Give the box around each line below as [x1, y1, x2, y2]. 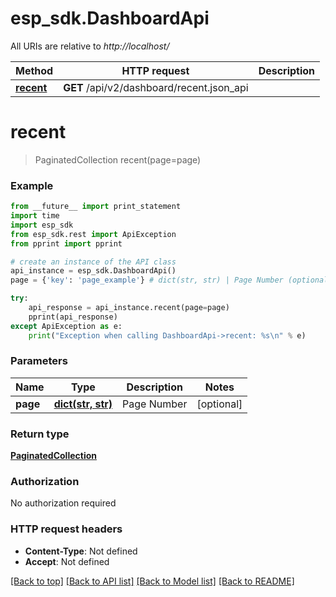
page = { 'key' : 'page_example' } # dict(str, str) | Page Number [10, 275, 284, 286]
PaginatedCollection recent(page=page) [34, 153, 202, 166]
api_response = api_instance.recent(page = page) [28, 303, 230, 313]
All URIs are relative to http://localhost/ [10, 40, 170, 52]
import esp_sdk [10, 220, 74, 230]
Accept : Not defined [24, 555, 110, 567]
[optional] [196, 397, 243, 411]
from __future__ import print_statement [10, 202, 182, 212]
